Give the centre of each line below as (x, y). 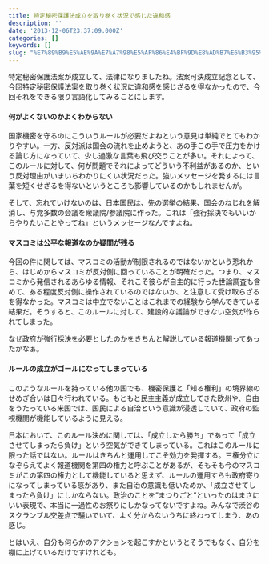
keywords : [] (30, 46)
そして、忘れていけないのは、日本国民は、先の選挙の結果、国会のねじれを (131, 203)
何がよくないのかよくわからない (61, 116)
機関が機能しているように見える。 (71, 418)
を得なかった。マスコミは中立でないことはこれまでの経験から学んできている (134, 302)
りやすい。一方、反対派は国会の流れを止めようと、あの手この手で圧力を (127, 146)
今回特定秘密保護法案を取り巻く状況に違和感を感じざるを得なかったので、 (131, 86)
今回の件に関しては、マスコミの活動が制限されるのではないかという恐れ (127, 262)
